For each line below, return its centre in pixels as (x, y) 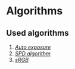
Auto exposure (33, 47)
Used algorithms (37, 33)
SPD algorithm (32, 54)
